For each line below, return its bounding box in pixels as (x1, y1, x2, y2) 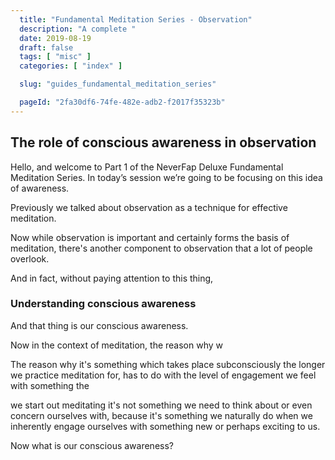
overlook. (10, 252, 50, 265)
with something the (10, 379, 90, 391)
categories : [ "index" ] (19, 61, 123, 71)
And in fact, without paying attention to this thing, (10, 272, 214, 284)
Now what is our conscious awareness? (10, 439, 174, 451)
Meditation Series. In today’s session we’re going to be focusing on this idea (10, 171, 323, 183)
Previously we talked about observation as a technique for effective (10, 201, 288, 213)
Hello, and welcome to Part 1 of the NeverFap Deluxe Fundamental (10, 161, 284, 173)
